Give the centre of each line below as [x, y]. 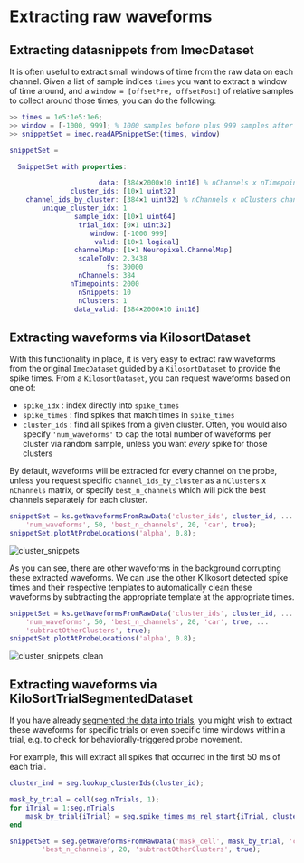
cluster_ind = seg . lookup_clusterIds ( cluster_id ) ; [107, 783]
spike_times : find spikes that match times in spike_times [128, 415]
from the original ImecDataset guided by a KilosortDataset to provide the [145, 369]
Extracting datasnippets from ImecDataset [132, 50]
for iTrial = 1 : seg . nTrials [62, 808]
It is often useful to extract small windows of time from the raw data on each [152, 71]
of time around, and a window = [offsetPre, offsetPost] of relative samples [152, 91]
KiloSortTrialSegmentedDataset [101, 698]
